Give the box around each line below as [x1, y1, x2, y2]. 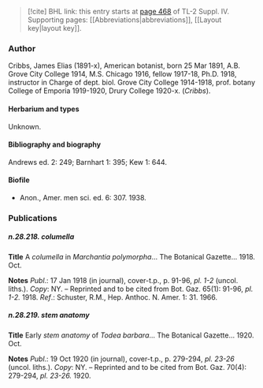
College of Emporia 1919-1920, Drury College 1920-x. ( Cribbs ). [8, 86, 211, 95]
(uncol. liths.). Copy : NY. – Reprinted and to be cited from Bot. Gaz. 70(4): [8, 362, 246, 371]
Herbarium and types [8, 104, 80, 114]
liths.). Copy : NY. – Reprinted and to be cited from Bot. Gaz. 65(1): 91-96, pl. [8, 284, 254, 293]
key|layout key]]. [27, 24, 82, 32]
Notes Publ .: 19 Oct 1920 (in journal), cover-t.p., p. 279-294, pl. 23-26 [8, 354, 235, 364]
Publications [8, 212, 57, 223]
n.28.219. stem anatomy [8, 311, 90, 320]
